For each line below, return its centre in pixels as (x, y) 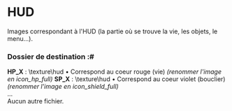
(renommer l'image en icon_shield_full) (63, 87)
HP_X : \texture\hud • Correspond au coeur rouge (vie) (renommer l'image (115, 72)
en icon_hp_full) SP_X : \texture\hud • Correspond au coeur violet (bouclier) (116, 79)
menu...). (20, 38)
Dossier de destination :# (51, 56)
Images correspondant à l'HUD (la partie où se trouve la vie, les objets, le (113, 31)
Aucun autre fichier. (36, 101)
